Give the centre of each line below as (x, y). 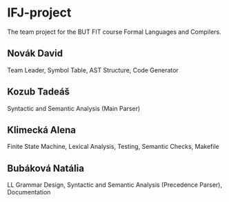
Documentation (29, 192)
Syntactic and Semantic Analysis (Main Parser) (74, 108)
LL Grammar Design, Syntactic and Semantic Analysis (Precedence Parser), (115, 185)
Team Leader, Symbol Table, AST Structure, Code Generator (93, 70)
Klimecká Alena (42, 130)
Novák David (35, 53)
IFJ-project (39, 13)
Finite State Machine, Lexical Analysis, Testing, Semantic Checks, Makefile (113, 147)
